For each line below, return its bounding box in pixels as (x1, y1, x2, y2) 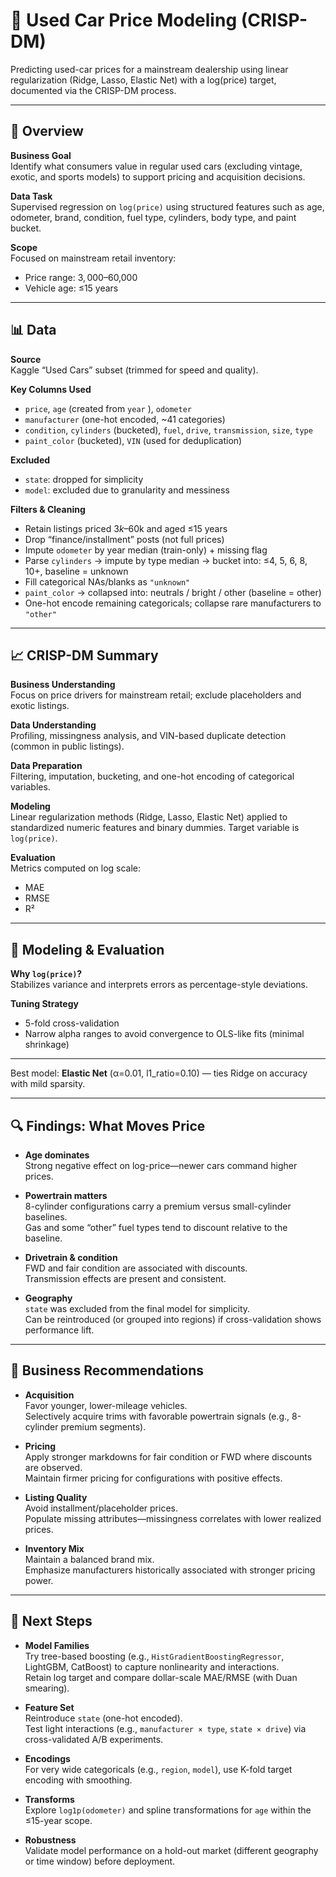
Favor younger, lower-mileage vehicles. (24, 1399, 188, 1411)
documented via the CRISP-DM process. (10, 84, 177, 96)
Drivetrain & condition (24, 1252, 118, 1263)
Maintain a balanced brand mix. (24, 1553, 155, 1565)
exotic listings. (10, 700, 70, 712)
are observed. (24, 1461, 83, 1473)
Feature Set (24, 1701, 75, 1713)
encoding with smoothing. (24, 1774, 133, 1786)
